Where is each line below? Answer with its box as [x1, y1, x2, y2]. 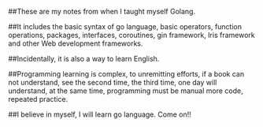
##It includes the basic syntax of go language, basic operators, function [8, 22, 243, 31]
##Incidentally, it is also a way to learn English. [8, 54, 160, 63]
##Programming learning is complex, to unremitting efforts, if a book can [8, 69, 245, 78]
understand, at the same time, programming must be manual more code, [8, 86, 243, 95]
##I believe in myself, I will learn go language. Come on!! [8, 110, 191, 119]
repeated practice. [8, 95, 69, 103]
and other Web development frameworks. [8, 39, 143, 48]
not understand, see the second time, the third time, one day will [8, 78, 217, 87]
